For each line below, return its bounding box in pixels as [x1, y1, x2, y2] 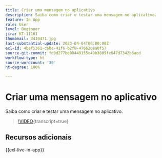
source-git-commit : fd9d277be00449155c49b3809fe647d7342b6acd [5, 50, 141, 55]
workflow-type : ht [5, 55, 45, 61]
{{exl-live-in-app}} [5, 147, 45, 153]
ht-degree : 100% [5, 65, 40, 70]
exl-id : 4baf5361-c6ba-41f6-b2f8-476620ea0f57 [5, 46, 107, 51]
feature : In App [5, 17, 40, 22]
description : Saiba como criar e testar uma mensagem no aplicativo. [5, 12, 157, 17]
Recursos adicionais [5, 133, 72, 142]
